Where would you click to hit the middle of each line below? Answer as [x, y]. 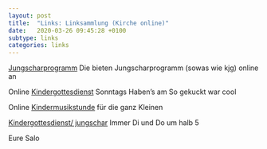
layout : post [30, 16]
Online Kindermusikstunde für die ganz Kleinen [86, 108]
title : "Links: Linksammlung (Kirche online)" [89, 23]
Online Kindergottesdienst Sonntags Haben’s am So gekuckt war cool [122, 92]
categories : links [39, 45]
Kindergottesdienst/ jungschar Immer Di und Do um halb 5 [104, 123]
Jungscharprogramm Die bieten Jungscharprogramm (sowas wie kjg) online [133, 68]
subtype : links [33, 38]
